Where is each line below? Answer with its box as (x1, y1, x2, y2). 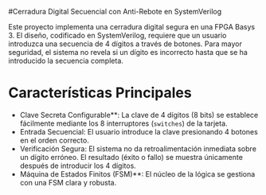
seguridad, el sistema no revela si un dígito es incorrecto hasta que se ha (8, 48, 248, 57)
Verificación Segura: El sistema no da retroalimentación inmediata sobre (19, 143, 257, 154)
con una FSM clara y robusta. (19, 177, 117, 187)
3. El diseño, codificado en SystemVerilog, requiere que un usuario (8, 31, 227, 40)
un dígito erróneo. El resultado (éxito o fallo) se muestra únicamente (19, 152, 243, 162)
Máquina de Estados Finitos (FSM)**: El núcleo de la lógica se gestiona (19, 169, 256, 178)
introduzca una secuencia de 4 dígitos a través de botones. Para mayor (8, 39, 243, 49)
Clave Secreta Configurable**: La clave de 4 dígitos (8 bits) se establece (19, 110, 259, 119)
